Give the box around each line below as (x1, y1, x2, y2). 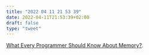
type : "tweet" (6, 25, 42, 32)
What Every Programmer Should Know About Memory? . (6, 42, 144, 49)
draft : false (6, 20, 39, 26)
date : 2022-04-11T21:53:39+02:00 (6, 14, 90, 20)
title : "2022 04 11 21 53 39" (6, 8, 82, 15)
